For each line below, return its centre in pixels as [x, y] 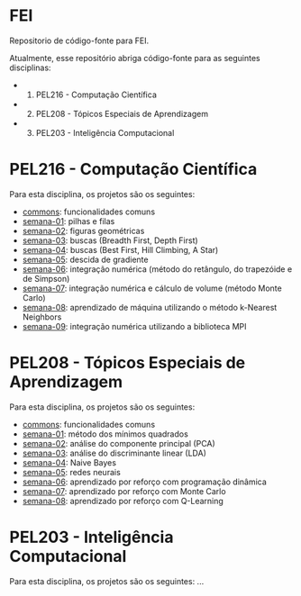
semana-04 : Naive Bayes [69, 462]
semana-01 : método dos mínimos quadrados [105, 434]
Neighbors [42, 317]
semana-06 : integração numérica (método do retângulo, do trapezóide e [157, 269]
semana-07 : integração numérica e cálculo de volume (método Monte [152, 288]
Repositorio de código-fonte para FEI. [79, 41]
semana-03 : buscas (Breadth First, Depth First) [110, 240]
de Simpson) [46, 278]
